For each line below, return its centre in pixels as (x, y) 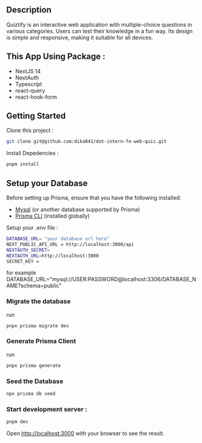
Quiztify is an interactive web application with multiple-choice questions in (99, 24)
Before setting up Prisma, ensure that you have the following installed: (94, 198)
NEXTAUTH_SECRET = (28, 250)
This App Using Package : (56, 57)
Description (29, 10)
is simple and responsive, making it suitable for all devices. (80, 37)
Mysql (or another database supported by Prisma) (78, 209)
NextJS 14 (28, 71)
